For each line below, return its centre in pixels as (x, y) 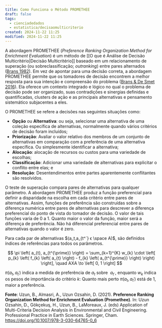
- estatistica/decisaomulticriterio (46, 28)
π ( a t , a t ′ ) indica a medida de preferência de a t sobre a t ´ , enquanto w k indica (81, 273)
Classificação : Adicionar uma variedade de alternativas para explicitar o (84, 162)
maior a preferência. (25, 285)
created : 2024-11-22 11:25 (32, 32)
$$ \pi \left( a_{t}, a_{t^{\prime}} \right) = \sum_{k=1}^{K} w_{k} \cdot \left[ (81, 253)
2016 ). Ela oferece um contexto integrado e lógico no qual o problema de (78, 87)
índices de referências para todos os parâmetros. (54, 243)
